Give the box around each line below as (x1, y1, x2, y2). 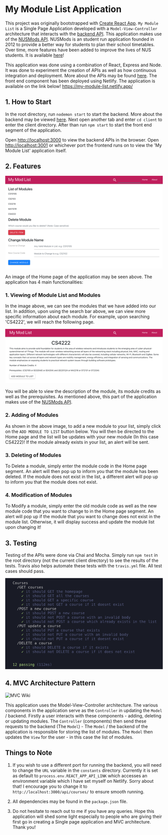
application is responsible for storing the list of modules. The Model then (5, 729, 153, 735)
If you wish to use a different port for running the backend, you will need (12, 762, 161, 768)
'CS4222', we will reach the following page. (5, 319, 95, 325)
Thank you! (12, 824, 36, 830)
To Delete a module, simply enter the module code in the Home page (5, 463, 147, 469)
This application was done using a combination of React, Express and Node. (5, 62, 162, 68)
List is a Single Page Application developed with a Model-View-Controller (5, 25, 157, 31)
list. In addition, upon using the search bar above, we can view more (5, 308, 146, 314)
